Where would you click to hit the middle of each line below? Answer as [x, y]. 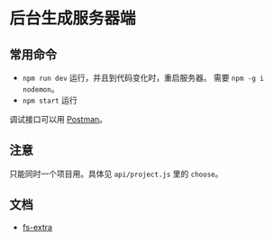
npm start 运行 [50, 100]
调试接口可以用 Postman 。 [59, 119]
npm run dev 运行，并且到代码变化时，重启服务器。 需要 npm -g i [143, 78]
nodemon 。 [41, 89]
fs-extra [37, 227]
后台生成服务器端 [73, 18]
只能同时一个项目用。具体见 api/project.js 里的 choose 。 [116, 174]
